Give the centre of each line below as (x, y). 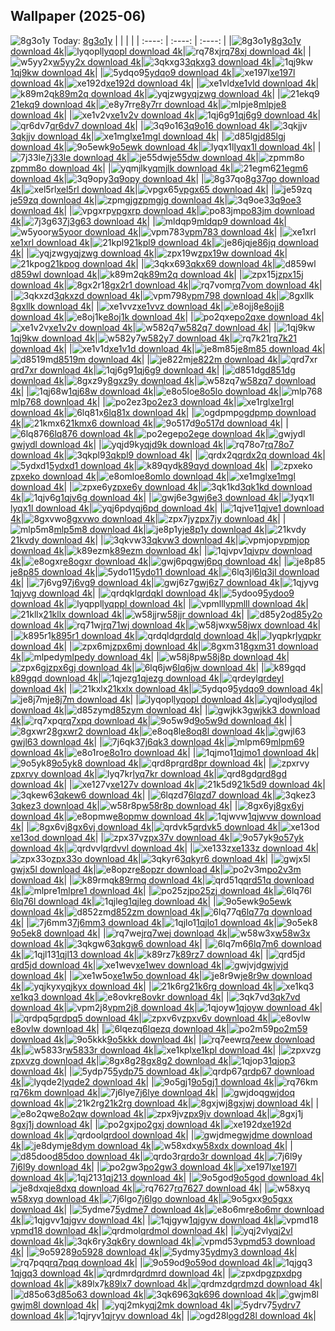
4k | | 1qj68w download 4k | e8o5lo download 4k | (146, 391)
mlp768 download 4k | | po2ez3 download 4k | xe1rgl (152, 401)
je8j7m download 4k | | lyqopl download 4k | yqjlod (182, 699)
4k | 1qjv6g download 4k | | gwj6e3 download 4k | (146, 497)
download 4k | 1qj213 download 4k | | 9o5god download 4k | (167, 1177)
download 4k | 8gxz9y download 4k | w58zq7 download (163, 380)
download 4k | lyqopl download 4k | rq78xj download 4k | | (161, 51)
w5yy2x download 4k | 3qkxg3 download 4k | (163, 61)
